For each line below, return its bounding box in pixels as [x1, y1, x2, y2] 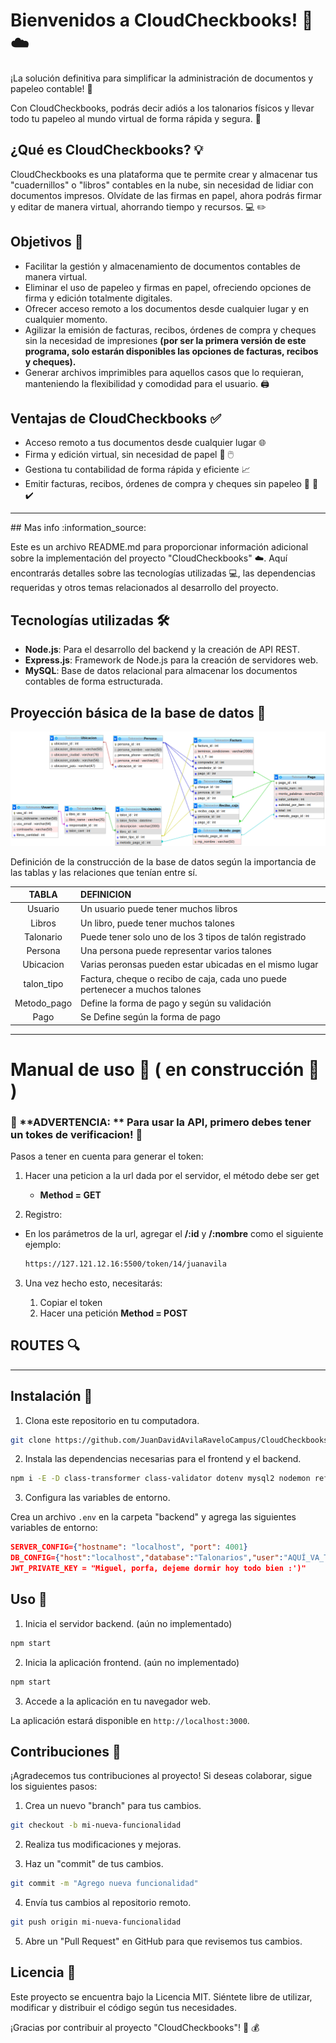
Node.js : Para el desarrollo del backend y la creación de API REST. [24, 644, 300, 656]
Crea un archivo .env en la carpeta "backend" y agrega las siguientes [10, 1511, 297, 1523]
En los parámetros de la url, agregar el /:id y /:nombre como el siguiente [24, 1228, 324, 1240]
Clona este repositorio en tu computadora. [24, 1414, 200, 1426]
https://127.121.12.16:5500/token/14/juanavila [24, 1259, 227, 1269]
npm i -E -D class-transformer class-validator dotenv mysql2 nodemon [10, 1474, 311, 1484]
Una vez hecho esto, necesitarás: [24, 1277, 163, 1289]
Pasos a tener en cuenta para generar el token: [10, 1150, 204, 1163]
